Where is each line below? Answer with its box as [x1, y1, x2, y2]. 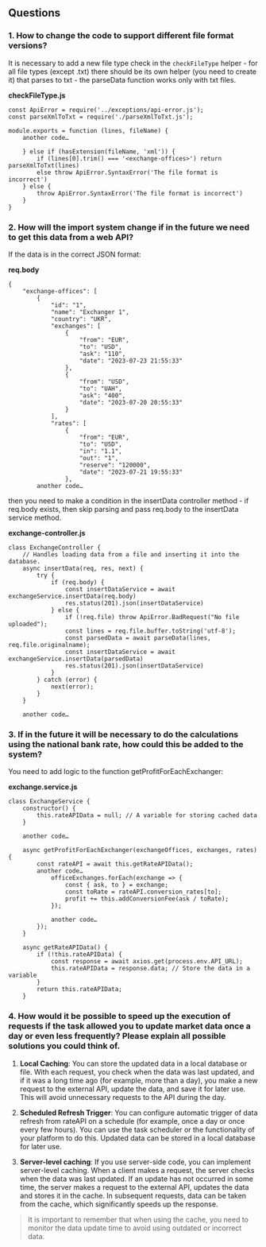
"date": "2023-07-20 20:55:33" [79, 398, 183, 406]
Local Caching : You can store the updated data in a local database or [19, 1059, 248, 1068]
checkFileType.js [8, 91, 66, 100]
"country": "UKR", [50, 315, 112, 323]
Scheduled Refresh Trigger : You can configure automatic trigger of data [19, 1108, 258, 1117]
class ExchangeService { [8, 798, 91, 806]
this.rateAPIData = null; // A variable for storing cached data [37, 811, 258, 819]
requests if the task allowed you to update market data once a [8, 1020, 252, 1032]
